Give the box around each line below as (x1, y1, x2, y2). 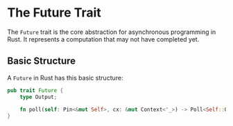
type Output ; (19, 93, 58, 100)
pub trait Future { (7, 87, 64, 94)
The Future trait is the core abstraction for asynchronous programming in (7, 28, 216, 36)
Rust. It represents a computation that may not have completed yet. (7, 35, 200, 43)
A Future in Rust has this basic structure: (7, 73, 123, 82)
